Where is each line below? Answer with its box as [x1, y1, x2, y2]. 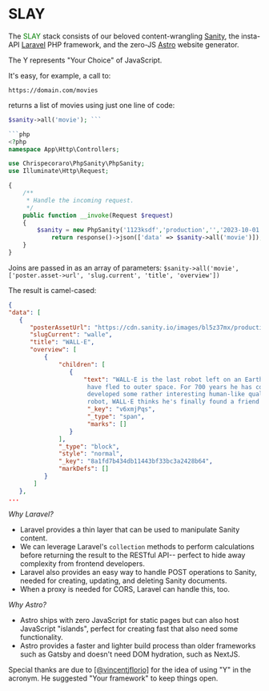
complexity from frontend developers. [19, 558, 146, 568]
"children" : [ [58, 360, 106, 368]
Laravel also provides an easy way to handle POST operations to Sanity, [19, 567, 258, 577]
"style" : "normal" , [58, 450, 124, 458]
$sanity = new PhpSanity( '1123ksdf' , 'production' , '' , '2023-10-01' [37, 226, 263, 235]
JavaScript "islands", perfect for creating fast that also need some [19, 624, 239, 633]
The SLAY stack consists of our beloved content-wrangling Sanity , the [8, 31, 240, 41]
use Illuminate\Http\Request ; [8, 167, 110, 175]
